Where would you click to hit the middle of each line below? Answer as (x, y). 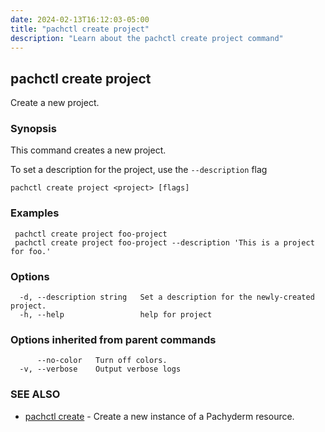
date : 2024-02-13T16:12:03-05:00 (80, 19)
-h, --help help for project (116, 315)
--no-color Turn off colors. (102, 361)
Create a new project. (55, 103)
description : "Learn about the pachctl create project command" (147, 38)
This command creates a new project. (88, 150)
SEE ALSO (35, 394)
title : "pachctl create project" (80, 29)
